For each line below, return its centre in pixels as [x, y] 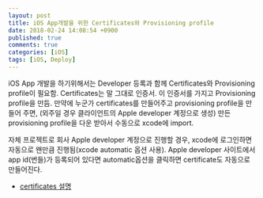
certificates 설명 [45, 186]
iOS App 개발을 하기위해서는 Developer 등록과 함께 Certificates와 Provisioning [131, 83]
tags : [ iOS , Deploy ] [42, 60]
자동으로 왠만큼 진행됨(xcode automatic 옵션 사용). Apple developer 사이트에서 [132, 149]
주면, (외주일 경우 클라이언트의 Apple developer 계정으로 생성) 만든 [127, 112]
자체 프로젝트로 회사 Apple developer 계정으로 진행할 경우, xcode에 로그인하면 [130, 139]
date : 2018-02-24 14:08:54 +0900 [63, 30]
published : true [35, 38]
